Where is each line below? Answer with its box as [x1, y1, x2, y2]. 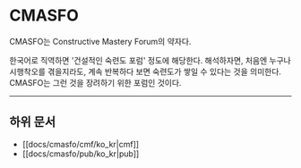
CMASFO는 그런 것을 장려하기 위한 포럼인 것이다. [9, 77, 182, 88]
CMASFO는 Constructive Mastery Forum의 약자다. [9, 36, 192, 46]
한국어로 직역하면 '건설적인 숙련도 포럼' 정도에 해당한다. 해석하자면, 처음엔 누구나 [9, 55, 291, 65]
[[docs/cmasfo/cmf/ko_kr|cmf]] [21, 139, 140, 149]
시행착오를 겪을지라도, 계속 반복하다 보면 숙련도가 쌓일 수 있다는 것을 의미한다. [9, 66, 282, 77]
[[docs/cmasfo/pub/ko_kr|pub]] [21, 148, 140, 159]
